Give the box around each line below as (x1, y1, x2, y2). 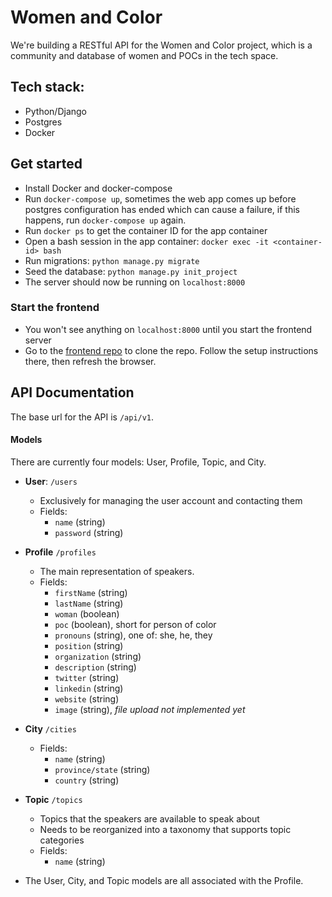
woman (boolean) (54, 607, 120, 620)
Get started (10, 156, 83, 173)
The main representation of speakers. (39, 565, 195, 577)
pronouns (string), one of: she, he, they (54, 629, 213, 641)
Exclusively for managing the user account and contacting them (39, 494, 303, 506)
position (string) (54, 639, 124, 651)
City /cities (24, 722, 77, 735)
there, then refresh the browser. (24, 355, 157, 367)
